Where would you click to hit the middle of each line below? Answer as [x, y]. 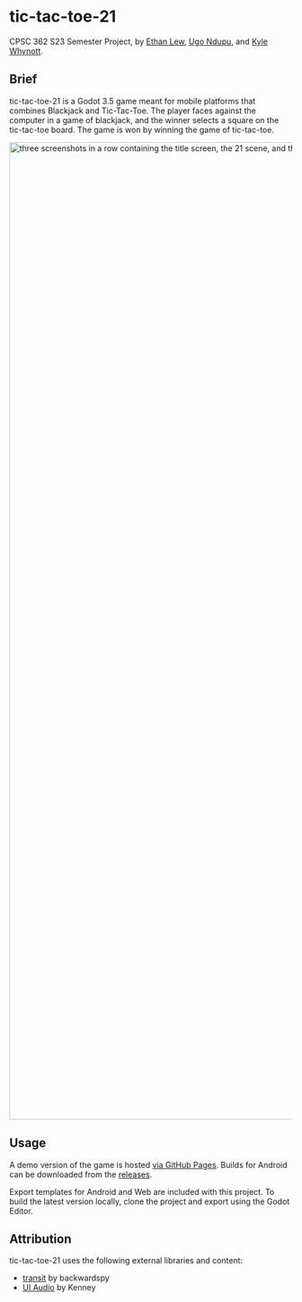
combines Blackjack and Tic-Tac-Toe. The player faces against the [133, 111]
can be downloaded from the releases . [81, 1174]
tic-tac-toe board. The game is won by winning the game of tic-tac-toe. [142, 129]
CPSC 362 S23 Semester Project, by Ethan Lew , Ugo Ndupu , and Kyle [138, 41]
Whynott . [26, 50]
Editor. [21, 1210]
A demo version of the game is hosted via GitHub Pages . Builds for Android [148, 1164]
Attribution [40, 1239]
